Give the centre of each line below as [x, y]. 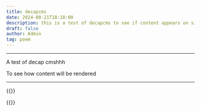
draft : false [22, 28]
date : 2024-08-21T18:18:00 [40, 17]
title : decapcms [26, 12]
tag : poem [19, 39]
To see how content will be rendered [51, 73]
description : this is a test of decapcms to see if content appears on [97, 23]
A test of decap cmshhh [36, 62]
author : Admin [24, 34]
